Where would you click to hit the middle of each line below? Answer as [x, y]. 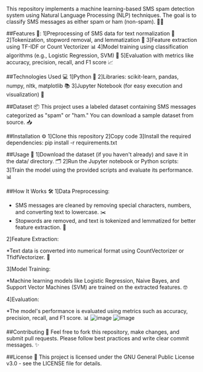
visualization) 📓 [25, 94]
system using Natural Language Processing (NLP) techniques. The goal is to [101, 15]
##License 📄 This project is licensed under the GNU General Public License [101, 357]
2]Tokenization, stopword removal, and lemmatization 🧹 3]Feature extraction [102, 40]
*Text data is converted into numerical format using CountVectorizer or [95, 251]
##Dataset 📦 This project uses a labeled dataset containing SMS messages [101, 107]
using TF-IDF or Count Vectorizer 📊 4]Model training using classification [97, 47]
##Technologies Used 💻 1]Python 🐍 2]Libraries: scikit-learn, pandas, [92, 76]
